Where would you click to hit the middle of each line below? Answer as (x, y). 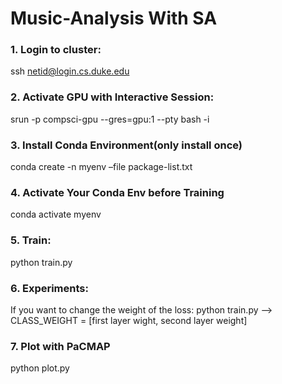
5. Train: (31, 240)
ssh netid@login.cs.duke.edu (70, 71)
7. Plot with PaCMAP (60, 346)
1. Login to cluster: (56, 50)
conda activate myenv (56, 214)
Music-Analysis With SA (114, 18)
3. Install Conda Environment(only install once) (126, 145)
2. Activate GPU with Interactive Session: (112, 97)
